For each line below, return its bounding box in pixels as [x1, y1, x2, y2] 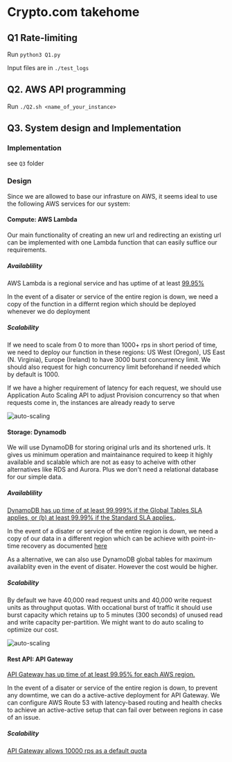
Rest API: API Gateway [7, 654, 73, 663]
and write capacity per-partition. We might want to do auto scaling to [7, 618, 204, 627]
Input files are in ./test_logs [7, 64, 89, 72]
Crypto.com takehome [7, 4, 140, 20]
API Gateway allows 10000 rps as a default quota [7, 747, 148, 755]
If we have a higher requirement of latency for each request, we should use [7, 383, 222, 392]
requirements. [7, 246, 47, 254]
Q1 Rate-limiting [7, 32, 78, 44]
